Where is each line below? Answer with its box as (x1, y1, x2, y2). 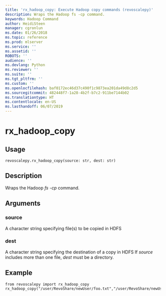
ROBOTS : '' (5, 53, 28, 59)
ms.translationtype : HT (5, 95, 54, 100)
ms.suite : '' (5, 72, 32, 77)
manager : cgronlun (5, 26, 43, 31)
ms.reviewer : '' (5, 67, 39, 72)
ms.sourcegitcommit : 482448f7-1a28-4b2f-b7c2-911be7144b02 (5, 90, 129, 95)
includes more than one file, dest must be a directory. (5, 254, 114, 260)
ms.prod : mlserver (5, 40, 43, 45)
